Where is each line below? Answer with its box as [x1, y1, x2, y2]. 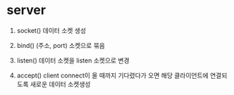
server [6, 2, 47, 18]
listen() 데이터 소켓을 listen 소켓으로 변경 [16, 56, 130, 65]
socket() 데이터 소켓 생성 [16, 26, 86, 34]
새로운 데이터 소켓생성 [30, 80, 91, 88]
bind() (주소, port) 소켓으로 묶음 [16, 41, 105, 49]
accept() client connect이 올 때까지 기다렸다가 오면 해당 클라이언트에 [16, 71, 209, 80]
